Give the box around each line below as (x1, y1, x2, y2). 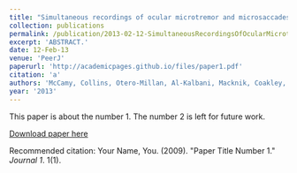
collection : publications (9, 21, 104, 30)
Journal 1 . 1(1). (9, 154, 62, 165)
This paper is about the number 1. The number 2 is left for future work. (9, 111, 266, 122)
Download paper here (9, 128, 88, 139)
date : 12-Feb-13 (9, 46, 69, 55)
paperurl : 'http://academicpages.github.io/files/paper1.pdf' (9, 63, 243, 71)
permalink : (9, 29, 49, 38)
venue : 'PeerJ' (9, 54, 65, 63)
